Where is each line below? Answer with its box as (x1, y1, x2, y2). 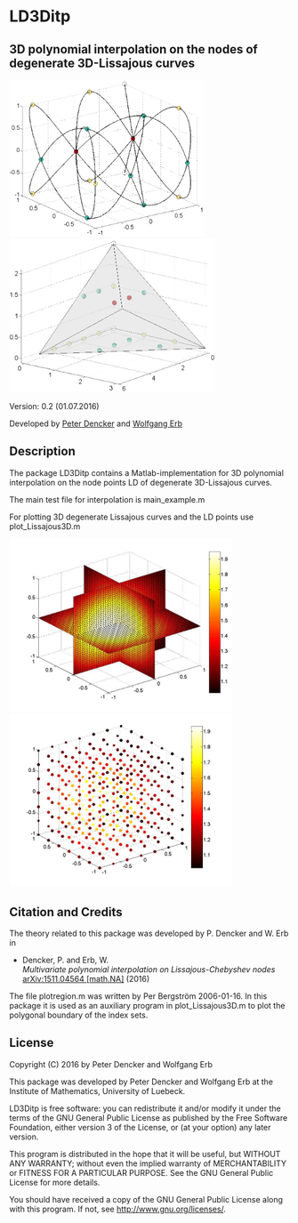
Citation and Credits (9, 905, 123, 920)
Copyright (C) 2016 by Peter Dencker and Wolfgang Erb (9, 1058, 213, 1069)
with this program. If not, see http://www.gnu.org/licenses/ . (9, 1203, 227, 1214)
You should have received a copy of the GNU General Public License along (9, 1194, 283, 1204)
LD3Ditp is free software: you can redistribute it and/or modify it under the (9, 1103, 282, 1114)
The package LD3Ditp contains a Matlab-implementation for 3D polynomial (9, 467, 285, 478)
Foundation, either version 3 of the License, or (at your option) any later (9, 1122, 271, 1132)
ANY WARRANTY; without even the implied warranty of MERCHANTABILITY (9, 1158, 287, 1169)
